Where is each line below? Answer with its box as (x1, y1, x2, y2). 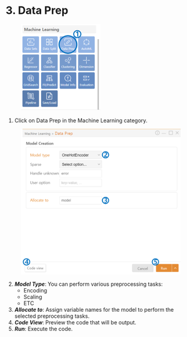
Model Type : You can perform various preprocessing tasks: (14, 280, 163, 288)
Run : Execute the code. (14, 326, 73, 333)
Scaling (23, 293, 43, 301)
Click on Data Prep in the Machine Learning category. (14, 117, 148, 124)
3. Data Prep (5, 4, 69, 17)
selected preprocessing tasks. (14, 312, 90, 320)
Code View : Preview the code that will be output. (14, 319, 136, 326)
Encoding (23, 287, 48, 294)
